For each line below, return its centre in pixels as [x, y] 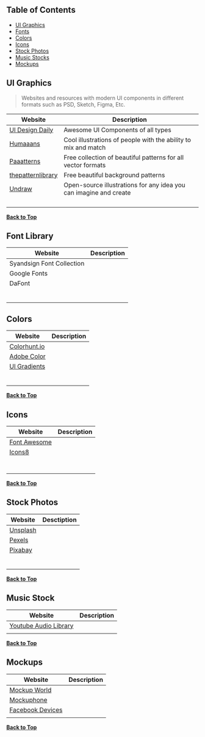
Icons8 [19, 452]
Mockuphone [28, 700]
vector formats [85, 165]
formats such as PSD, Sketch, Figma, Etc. [73, 104]
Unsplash [23, 530]
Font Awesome [31, 442]
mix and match [85, 148]
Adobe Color [27, 356]
